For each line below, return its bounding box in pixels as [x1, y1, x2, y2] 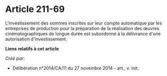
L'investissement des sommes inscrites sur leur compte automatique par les [5, 20, 162, 26]
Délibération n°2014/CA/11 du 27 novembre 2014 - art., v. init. [12, 65, 139, 71]
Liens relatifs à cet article [5, 45, 59, 51]
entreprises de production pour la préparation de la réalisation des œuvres [5, 25, 159, 31]
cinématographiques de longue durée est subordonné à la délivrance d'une [5, 30, 161, 36]
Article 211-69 [5, 3, 65, 15]
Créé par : [5, 55, 25, 61]
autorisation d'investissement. [5, 36, 68, 42]
